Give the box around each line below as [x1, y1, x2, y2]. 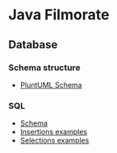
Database [8, 38, 58, 52]
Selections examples [19, 135, 90, 146]
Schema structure [8, 62, 81, 73]
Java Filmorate [8, 6, 110, 24]
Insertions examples [19, 127, 87, 137]
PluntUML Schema [19, 80, 82, 89]
